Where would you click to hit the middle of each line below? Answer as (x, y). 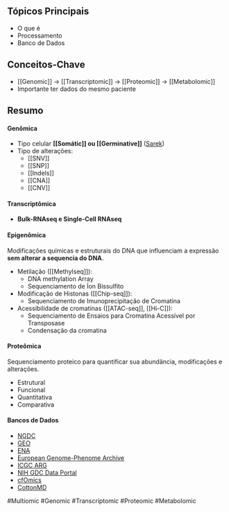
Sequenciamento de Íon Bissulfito (76, 286)
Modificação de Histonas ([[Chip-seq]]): (75, 293)
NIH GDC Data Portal (47, 473)
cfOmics (29, 480)
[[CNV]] (39, 188)
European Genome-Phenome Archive (71, 458)
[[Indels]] (41, 173)
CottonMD (32, 488)
